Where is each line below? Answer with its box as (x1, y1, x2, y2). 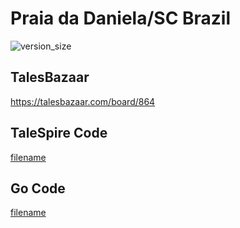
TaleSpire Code (10, 125, 108, 142)
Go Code (10, 180, 66, 197)
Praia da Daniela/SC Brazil (10, 7, 232, 30)
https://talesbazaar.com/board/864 (10, 95, 156, 107)
